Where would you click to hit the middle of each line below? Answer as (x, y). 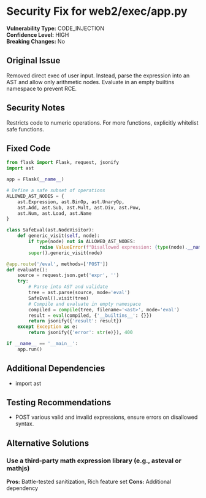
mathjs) (18, 468)
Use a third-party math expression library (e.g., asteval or (94, 461)
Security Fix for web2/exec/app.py (97, 11)
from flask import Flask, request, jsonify (63, 163)
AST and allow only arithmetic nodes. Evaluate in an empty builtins (90, 82)
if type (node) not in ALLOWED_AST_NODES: (82, 241)
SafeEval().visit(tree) (59, 298)
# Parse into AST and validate (68, 287)
